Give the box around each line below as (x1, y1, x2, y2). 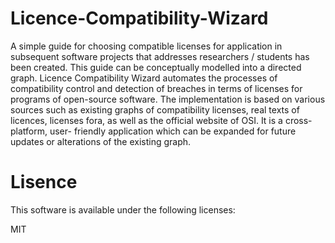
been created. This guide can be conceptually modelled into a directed (10, 61, 302, 73)
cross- (284, 114, 313, 126)
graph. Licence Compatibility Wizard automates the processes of (10, 72, 278, 84)
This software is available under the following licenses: (10, 203, 236, 216)
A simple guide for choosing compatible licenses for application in (10, 40, 283, 52)
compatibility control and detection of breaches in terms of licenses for (10, 82, 303, 94)
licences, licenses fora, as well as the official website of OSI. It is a (10, 114, 283, 126)
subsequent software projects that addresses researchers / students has (10, 50, 310, 62)
